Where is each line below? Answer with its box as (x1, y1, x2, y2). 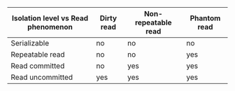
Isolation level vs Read (11, 13, 89, 23)
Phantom (190, 13, 221, 23)
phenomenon (27, 22, 73, 31)
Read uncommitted (10, 73, 73, 82)
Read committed (10, 61, 65, 71)
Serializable (10, 38, 50, 48)
